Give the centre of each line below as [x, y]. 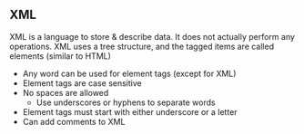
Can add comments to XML [74, 121]
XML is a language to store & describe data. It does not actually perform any [152, 36]
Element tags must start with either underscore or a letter [130, 111]
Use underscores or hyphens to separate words [126, 102]
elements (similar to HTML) [61, 56]
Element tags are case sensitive [82, 83]
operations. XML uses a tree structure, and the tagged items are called [142, 46]
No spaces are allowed [66, 92]
